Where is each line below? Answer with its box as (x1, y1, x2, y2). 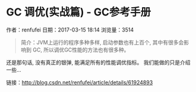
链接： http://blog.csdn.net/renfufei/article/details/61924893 (6, 78, 153, 86)
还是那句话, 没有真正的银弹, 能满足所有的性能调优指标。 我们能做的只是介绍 (6, 59, 191, 66)
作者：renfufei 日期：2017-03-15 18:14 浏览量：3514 (6, 26, 134, 33)
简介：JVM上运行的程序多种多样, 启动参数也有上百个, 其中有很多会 (20, 39, 184, 46)
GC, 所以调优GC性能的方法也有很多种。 (32, 46, 129, 53)
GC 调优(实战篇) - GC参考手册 (6, 5, 151, 19)
